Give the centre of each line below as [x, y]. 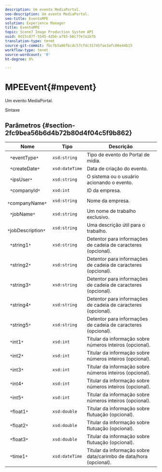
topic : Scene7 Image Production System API [49, 32]
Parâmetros [23, 125]
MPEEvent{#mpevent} [51, 87]
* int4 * [17, 384]
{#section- [59, 125]
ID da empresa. [104, 190]
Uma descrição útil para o [116, 225]
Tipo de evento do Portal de [118, 155]
